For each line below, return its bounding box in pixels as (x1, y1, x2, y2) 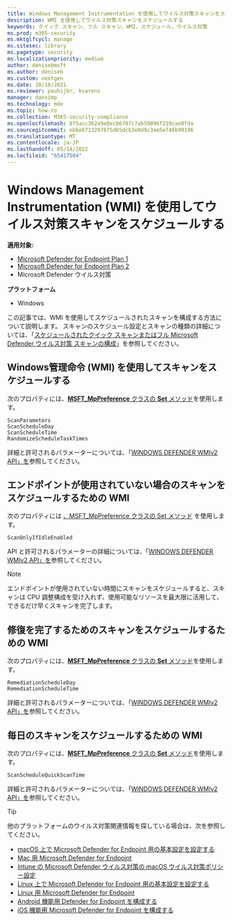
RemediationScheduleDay (7, 679, 76, 686)
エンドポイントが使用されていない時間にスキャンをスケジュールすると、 (7, 584, 214, 592)
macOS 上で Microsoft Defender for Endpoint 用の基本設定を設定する (17, 845, 215, 854)
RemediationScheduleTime (7, 686, 79, 692)
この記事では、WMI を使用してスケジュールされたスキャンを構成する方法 (7, 313, 216, 322)
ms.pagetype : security (7, 49, 73, 56)
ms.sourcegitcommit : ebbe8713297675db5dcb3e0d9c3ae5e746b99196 (7, 126, 194, 133)
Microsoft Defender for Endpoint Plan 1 (17, 254, 128, 263)
